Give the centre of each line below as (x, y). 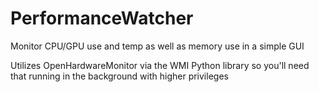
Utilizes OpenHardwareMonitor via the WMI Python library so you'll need (160, 65)
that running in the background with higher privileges (119, 76)
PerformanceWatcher (102, 18)
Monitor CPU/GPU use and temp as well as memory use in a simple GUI (157, 46)
